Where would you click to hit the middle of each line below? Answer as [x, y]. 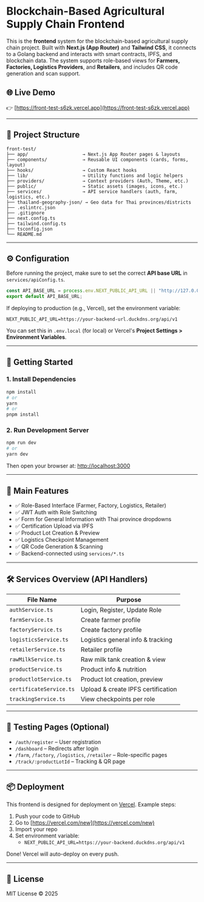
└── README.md [24, 234]
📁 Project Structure [43, 135]
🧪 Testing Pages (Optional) [58, 727]
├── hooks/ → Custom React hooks [72, 170]
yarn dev [17, 454]
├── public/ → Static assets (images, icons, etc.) [95, 186]
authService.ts [31, 610]
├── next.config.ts [31, 218]
